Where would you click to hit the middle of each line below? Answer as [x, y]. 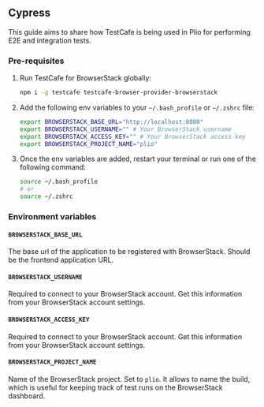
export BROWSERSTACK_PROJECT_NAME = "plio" [89, 144]
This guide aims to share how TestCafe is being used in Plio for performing [129, 32]
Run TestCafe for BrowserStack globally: [86, 78]
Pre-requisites [36, 61]
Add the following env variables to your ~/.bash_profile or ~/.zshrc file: [137, 107]
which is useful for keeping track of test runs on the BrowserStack [115, 387]
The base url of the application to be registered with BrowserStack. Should [129, 252]
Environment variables [52, 217]
